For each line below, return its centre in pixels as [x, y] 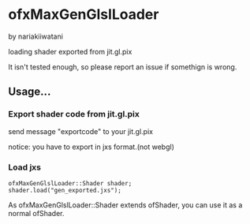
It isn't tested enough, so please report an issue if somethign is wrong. [123, 67]
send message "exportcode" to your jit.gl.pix [81, 131]
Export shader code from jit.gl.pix [74, 114]
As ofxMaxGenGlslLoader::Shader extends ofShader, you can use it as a [125, 205]
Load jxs [25, 167]
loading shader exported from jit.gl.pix [70, 51]
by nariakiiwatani [35, 36]
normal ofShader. [36, 213]
